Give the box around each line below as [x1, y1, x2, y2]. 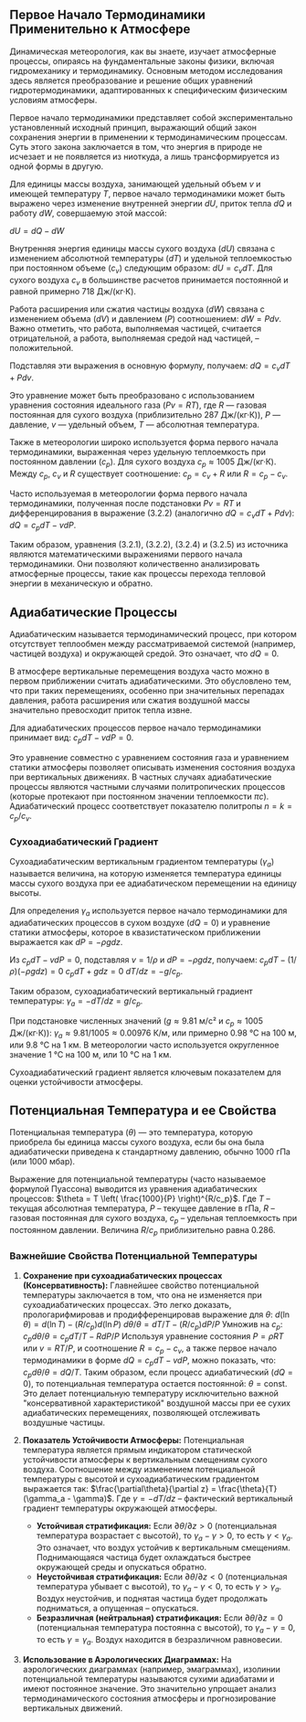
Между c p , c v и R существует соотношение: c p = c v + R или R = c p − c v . [9, 468, 289, 481]
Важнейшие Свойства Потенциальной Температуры [9, 1249, 258, 1262]
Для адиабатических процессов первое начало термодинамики [9, 722, 262, 734]
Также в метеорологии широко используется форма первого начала [9, 437, 279, 448]
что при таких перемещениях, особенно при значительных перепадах [9, 686, 285, 696]
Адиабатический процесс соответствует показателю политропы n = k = [9, 801, 292, 812]
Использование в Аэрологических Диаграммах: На [22, 1653, 232, 1664]
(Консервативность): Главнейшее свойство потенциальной [22, 1280, 259, 1291]
